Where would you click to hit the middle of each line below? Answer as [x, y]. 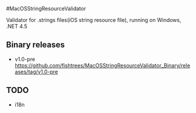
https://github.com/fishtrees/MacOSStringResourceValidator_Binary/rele [102, 65]
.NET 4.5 [17, 26]
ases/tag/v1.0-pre [36, 72]
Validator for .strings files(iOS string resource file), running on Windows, [94, 20]
